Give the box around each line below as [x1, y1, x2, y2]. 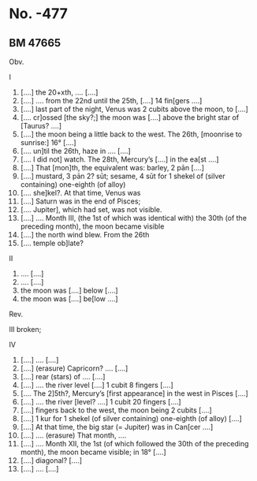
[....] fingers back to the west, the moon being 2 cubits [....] [20, 405, 212, 415]
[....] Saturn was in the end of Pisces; [20, 196, 141, 206]
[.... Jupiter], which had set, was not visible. [20, 205, 162, 214]
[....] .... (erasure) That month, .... [20, 431, 127, 440]
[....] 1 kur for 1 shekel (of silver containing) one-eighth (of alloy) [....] [20, 414, 243, 423]
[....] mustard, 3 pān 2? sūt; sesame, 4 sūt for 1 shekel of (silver [20, 171, 225, 181]
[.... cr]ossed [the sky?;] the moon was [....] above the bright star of [20, 113, 240, 122]
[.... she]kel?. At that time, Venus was [20, 188, 141, 197]
